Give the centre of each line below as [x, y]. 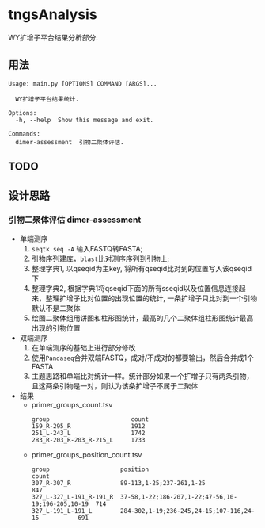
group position [90, 469]
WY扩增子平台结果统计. [47, 99]
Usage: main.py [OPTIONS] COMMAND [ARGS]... [83, 84]
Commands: [25, 134]
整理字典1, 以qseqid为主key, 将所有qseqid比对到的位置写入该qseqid [141, 268]
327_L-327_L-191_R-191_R [72, 497]
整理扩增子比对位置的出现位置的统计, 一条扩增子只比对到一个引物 [151, 298]
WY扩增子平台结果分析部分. [53, 37]
